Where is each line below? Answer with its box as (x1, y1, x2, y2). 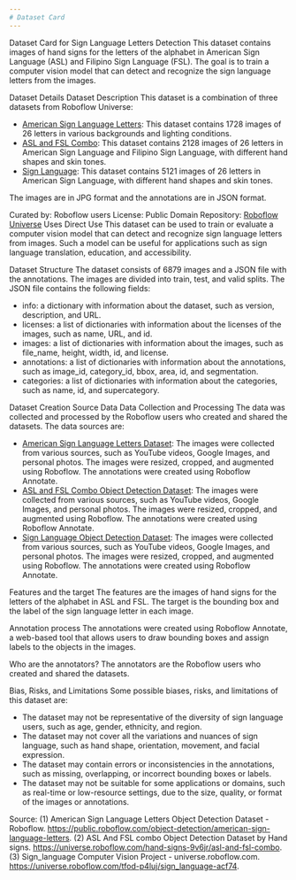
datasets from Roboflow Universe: (9, 101, 134, 112)
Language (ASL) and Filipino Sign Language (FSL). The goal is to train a (9, 56, 269, 66)
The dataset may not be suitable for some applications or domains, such (21, 777, 285, 788)
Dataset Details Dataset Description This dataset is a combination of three (9, 92, 278, 103)
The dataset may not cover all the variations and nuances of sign (21, 730, 259, 741)
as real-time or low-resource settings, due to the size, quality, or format (21, 787, 283, 798)
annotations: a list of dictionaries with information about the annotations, (21, 356, 286, 367)
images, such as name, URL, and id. (21, 328, 153, 339)
